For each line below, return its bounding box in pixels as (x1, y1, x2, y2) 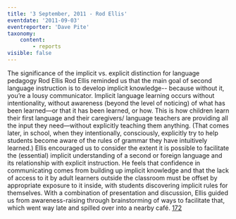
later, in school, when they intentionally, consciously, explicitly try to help (7, 128, 218, 137)
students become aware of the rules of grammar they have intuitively (7, 136, 208, 144)
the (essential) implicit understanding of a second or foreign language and (7, 151, 223, 159)
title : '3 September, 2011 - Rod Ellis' (7, 10, 128, 18)
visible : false (7, 50, 52, 57)
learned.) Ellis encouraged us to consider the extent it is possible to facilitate (7, 144, 230, 152)
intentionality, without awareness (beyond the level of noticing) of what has (7, 99, 225, 107)
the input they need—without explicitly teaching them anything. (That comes (7, 121, 230, 130)
